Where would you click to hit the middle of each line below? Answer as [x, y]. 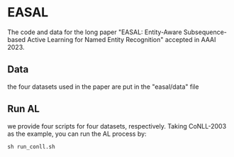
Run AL [24, 109]
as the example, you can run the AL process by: [77, 134]
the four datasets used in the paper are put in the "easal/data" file [103, 87]
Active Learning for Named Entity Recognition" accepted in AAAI [122, 39]
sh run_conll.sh [31, 146]
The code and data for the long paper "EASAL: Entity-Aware [95, 32]
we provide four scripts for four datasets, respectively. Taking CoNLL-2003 [117, 126]
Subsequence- [205, 32]
